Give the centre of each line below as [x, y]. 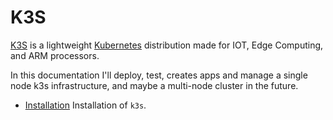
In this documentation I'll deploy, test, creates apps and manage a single [159, 75]
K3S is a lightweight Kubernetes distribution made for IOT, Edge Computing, [167, 45]
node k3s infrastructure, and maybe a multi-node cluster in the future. [154, 85]
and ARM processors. [55, 55]
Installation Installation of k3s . [85, 105]
